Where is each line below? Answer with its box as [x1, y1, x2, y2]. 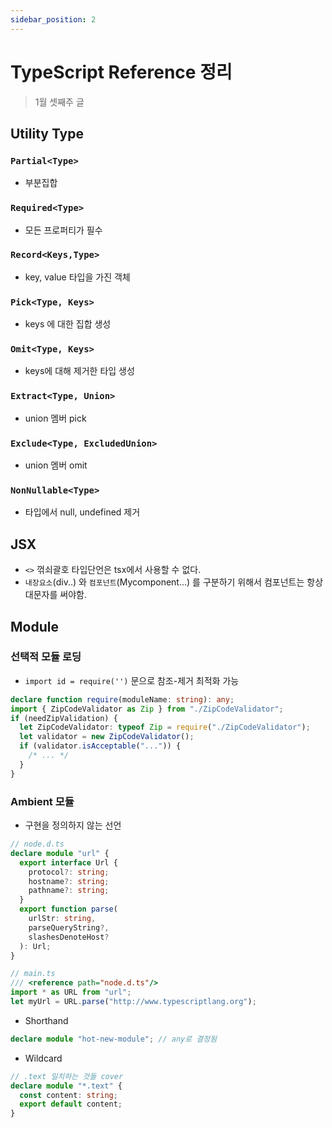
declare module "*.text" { [10, 1081, 123, 1091]
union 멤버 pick [24, 412, 87, 424]
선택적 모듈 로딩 [10, 650, 82, 664]
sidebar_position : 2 [10, 14, 97, 25]
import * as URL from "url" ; [10, 987, 132, 998]
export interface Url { [19, 857, 118, 868]
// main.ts [10, 969, 56, 979]
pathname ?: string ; [28, 886, 110, 896]
